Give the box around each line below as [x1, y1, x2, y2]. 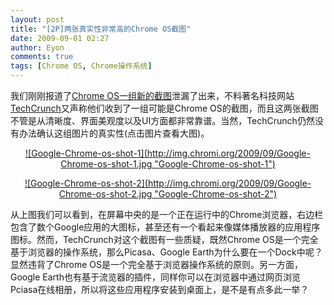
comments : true [10, 52, 74, 62]
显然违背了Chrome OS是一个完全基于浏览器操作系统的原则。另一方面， [10, 259, 303, 270]
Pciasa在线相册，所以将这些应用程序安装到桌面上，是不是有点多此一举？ [10, 284, 310, 295]
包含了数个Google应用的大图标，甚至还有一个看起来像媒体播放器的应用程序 [10, 221, 321, 233]
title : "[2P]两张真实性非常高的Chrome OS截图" [10, 24, 192, 34]
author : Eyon [10, 42, 65, 53]
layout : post [10, 14, 65, 25]
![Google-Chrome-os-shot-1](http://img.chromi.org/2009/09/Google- [25, 147, 311, 159]
